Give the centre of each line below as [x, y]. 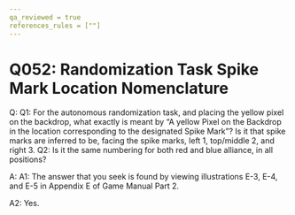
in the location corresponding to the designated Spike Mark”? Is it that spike [147, 131]
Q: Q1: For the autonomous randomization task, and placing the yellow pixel [147, 112]
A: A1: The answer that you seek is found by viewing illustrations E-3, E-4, [144, 177]
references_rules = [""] [55, 26]
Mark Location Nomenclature [119, 88]
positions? [28, 159]
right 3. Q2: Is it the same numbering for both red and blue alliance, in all [141, 150]
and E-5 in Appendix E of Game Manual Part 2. [94, 186]
